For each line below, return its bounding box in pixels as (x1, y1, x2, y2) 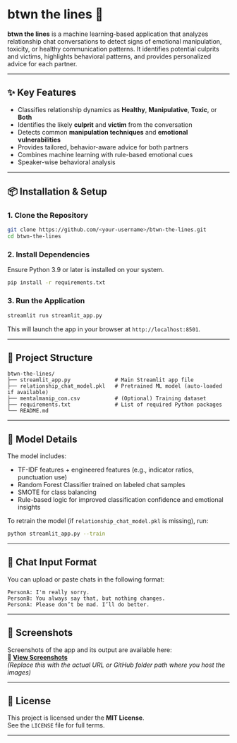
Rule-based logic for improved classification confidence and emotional (17, 496, 224, 504)
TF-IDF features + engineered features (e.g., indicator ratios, (17, 465, 194, 474)
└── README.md (7, 407, 49, 415)
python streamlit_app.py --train (7, 530, 106, 538)
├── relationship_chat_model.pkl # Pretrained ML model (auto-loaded (7, 383, 222, 390)
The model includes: (7, 452, 67, 460)
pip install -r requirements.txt (7, 279, 106, 286)
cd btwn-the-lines (7, 233, 61, 240)
